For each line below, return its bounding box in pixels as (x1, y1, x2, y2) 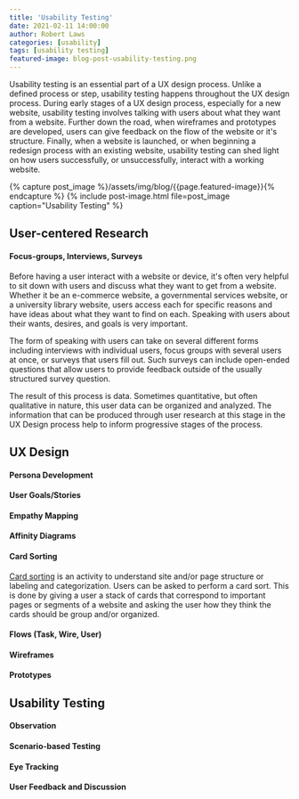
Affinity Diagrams (9, 531, 77, 542)
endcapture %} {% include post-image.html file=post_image (9, 191, 230, 201)
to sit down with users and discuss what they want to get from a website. (9, 280, 278, 290)
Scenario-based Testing (9, 740, 101, 751)
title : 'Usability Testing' (9, 12, 114, 22)
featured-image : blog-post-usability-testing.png (9, 54, 198, 63)
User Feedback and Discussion (9, 781, 126, 793)
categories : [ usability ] (9, 37, 101, 47)
